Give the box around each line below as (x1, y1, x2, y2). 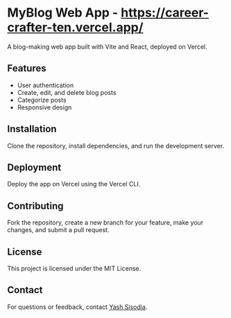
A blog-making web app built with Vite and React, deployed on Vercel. (7, 42, 207, 51)
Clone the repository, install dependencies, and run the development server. (7, 141, 225, 150)
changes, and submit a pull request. (7, 226, 110, 234)
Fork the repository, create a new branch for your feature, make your (7, 218, 203, 227)
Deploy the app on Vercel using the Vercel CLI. (7, 180, 141, 188)
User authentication (17, 81, 74, 89)
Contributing (7, 200, 64, 212)
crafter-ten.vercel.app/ (7, 19, 144, 35)
